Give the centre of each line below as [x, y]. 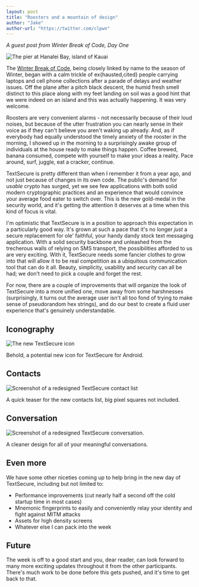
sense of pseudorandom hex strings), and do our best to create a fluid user [98, 304]
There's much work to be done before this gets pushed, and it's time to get [98, 573]
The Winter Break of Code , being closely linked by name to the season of [96, 68]
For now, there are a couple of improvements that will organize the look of [97, 285]
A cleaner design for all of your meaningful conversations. [77, 444]
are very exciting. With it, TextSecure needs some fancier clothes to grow [96, 255]
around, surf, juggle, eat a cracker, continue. [60, 162]
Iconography [30, 329]
